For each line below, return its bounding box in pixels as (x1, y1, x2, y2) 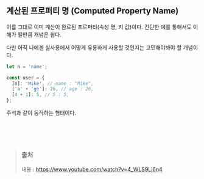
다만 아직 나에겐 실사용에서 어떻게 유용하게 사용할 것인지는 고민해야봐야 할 (6, 43, 182, 51)
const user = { (6, 75, 45, 81)
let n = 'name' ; (6, 64, 47, 70)
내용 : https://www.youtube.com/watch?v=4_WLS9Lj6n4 (21, 166, 163, 173)
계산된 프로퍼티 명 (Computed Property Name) (6, 5, 179, 16)
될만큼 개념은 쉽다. (17, 31, 62, 38)
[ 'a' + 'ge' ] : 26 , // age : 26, (12, 86, 94, 92)
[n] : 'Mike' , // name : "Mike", (12, 80, 94, 87)
